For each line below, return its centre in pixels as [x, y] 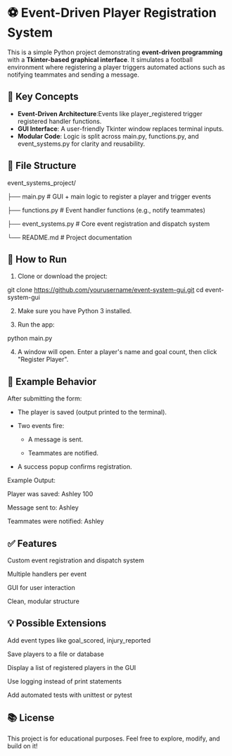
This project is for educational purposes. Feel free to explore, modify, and [114, 738]
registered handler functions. [59, 121]
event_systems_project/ [41, 182]
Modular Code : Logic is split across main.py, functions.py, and [108, 136]
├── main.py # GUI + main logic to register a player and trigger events [109, 196]
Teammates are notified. [63, 453]
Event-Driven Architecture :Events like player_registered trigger [110, 113]
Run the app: [36, 325]
